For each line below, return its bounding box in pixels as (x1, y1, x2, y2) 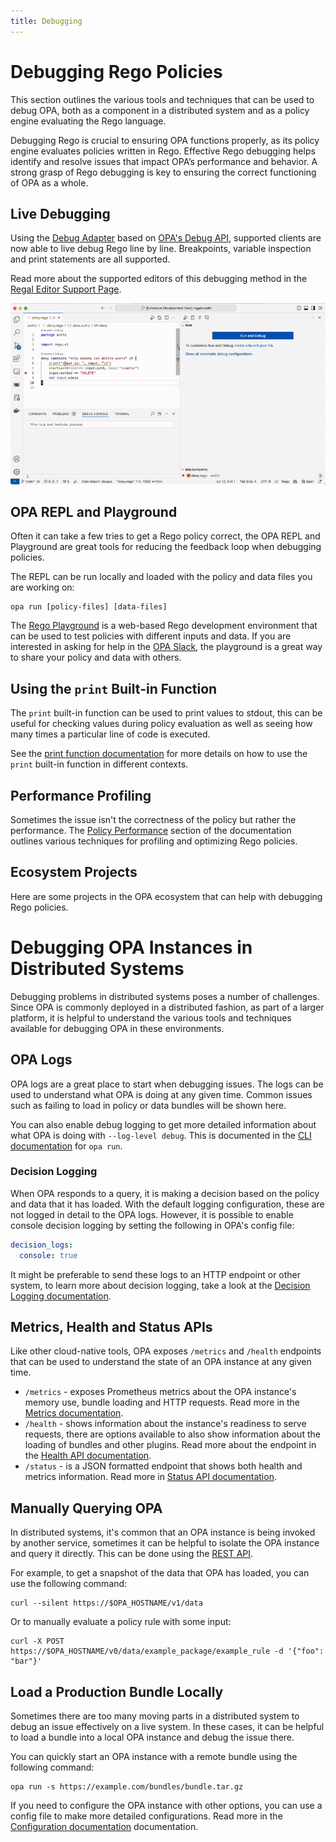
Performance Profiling (10, 787, 152, 804)
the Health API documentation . (24, 1450, 152, 1462)
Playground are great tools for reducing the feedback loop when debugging (10, 541, 322, 553)
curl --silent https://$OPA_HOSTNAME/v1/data (10, 1598, 203, 1609)
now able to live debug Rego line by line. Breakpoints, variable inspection (10, 243, 312, 255)
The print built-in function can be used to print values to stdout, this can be (10, 707, 323, 719)
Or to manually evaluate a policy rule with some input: (10, 1616, 232, 1628)
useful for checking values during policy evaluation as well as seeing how (10, 718, 313, 730)
